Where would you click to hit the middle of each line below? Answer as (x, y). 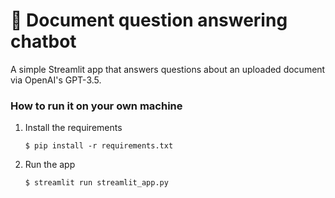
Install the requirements (73, 128)
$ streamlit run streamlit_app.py (96, 183)
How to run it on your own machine (96, 106)
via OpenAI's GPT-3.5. (56, 80)
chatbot (43, 41)
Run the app (50, 165)
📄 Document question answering (149, 20)
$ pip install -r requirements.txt (99, 146)
